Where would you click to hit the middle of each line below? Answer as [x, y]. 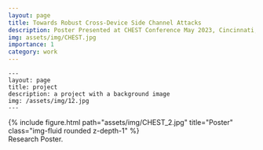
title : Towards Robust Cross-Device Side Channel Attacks [105, 23]
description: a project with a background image [89, 94]
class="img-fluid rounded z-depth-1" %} [74, 131]
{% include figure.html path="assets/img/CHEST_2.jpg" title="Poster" [121, 122]
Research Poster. [36, 139]
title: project [33, 87]
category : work [33, 52]
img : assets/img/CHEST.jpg [52, 37]
